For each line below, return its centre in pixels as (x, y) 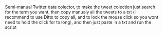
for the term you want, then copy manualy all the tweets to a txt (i (71, 12)
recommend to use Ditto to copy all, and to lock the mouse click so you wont (82, 17)
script (11, 27)
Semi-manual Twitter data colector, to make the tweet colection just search (80, 7)
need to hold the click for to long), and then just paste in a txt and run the (78, 22)
